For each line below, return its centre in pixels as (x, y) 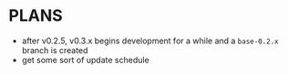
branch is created (55, 50)
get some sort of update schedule (85, 60)
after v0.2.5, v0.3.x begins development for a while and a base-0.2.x (150, 41)
